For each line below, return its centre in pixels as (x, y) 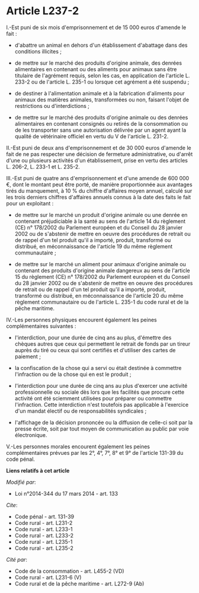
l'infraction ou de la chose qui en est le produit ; (73, 374)
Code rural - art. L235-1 (44, 541)
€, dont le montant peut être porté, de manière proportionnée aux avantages (99, 184)
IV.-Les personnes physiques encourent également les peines (81, 320)
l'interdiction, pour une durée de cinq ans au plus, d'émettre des (93, 337)
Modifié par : (21, 482)
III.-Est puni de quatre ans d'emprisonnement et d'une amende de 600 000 (98, 178)
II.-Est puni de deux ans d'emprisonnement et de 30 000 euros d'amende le (99, 148)
